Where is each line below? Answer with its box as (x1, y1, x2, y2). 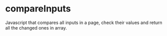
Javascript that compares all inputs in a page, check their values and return (5, 19, 163, 25)
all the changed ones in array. (5, 24, 67, 30)
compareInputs (5, 3, 71, 14)
